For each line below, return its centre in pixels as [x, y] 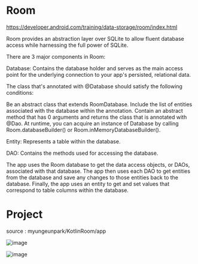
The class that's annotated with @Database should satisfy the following [94, 86]
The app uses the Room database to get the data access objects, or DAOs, [98, 164]
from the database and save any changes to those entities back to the [92, 177]
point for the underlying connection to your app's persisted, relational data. [99, 74]
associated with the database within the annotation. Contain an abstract [95, 110]
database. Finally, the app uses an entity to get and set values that [88, 184]
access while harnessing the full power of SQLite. [67, 45]
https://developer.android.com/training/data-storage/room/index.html [92, 27]
